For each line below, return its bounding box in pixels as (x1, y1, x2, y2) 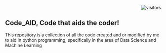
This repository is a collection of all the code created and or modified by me (5, 32, 160, 38)
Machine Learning (5, 42, 42, 48)
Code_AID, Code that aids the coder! (5, 19, 120, 27)
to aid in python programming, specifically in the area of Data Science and (5, 37, 157, 43)
